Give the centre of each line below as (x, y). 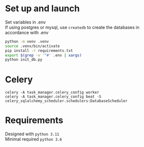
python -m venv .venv (27, 41)
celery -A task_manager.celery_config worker (52, 93)
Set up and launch (42, 9)
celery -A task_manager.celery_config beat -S (53, 97)
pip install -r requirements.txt (39, 50)
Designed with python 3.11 (32, 134)
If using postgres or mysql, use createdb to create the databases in (72, 27)
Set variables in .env (26, 22)
